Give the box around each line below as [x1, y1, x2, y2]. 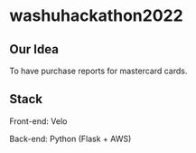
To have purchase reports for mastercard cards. [9, 65, 188, 76]
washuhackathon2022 [9, 5, 183, 26]
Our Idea [9, 42, 59, 57]
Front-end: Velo [9, 115, 68, 127]
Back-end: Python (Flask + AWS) [9, 133, 132, 144]
